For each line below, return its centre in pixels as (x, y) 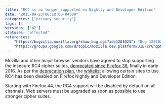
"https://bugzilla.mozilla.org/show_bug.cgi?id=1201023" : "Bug (81, 42)
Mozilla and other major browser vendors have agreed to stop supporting (80, 60)
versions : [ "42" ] (23, 28)
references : (17, 37)
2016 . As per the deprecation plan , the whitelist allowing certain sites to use (82, 71)
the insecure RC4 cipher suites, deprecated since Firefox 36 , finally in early (82, 66)
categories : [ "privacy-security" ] (41, 19)
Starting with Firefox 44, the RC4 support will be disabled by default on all (80, 86)
